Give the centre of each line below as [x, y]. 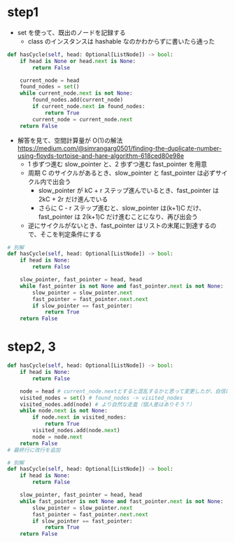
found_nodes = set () [50, 87]
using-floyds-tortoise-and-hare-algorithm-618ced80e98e [100, 156]
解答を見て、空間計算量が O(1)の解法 [70, 140]
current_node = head [50, 80]
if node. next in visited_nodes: [80, 417]
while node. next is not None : [64, 411]
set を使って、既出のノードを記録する [71, 32]
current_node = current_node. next [83, 119]
